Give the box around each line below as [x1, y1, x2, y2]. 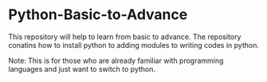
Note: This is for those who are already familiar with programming [8, 56, 224, 65]
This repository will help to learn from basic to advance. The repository [8, 32, 241, 41]
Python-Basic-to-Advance [8, 6, 188, 24]
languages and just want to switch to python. [8, 64, 156, 73]
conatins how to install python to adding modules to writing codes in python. [8, 40, 259, 49]
